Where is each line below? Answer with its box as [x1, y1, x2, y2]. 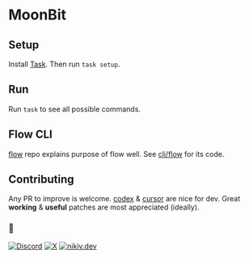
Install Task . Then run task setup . [8, 59, 120, 69]
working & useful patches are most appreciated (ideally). [8, 202, 200, 212]
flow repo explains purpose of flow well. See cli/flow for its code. [8, 149, 225, 159]
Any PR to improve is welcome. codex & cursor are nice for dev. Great [8, 194, 241, 204]
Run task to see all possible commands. [8, 104, 141, 114]
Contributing [8, 172, 74, 187]
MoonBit [8, 6, 67, 24]
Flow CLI [8, 128, 53, 142]
